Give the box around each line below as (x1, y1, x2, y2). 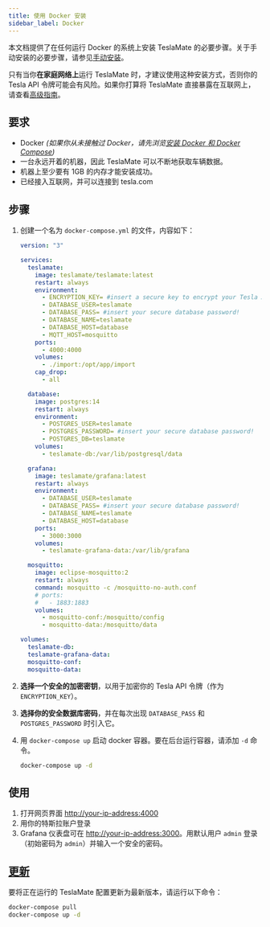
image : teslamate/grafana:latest (35, 472, 147, 480)
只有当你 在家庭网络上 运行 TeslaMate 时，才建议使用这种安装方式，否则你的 (8, 69, 258, 79)
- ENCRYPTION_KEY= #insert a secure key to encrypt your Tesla (41, 293, 259, 301)
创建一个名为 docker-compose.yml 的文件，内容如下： (19, 226, 195, 236)
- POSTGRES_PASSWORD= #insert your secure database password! (41, 428, 255, 436)
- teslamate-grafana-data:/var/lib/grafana (41, 547, 190, 555)
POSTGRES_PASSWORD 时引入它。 (19, 718, 119, 728)
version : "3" (19, 242, 64, 250)
